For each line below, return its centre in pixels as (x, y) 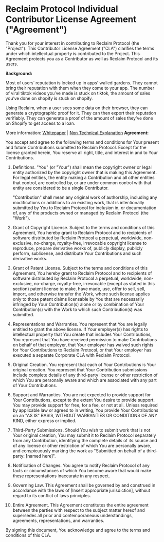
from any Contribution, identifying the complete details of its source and (85, 440)
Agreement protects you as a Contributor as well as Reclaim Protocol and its (82, 58)
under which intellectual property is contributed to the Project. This (73, 53)
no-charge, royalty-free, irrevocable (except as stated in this (94, 283)
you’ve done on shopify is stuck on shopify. (49, 98)
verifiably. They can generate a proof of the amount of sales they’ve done (79, 118)
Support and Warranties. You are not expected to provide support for (82, 395)
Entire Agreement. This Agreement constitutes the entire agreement (81, 505)
